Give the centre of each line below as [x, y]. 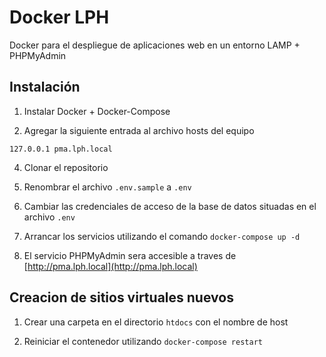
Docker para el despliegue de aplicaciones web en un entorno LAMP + [155, 45]
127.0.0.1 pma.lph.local [61, 149]
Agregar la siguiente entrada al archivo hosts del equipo [139, 130]
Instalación [45, 87]
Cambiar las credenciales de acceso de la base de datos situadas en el [170, 206]
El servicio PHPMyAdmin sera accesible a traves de [130, 255]
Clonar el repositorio [66, 167]
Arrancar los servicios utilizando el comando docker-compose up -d [162, 236]
